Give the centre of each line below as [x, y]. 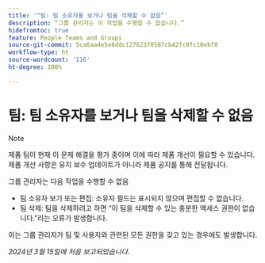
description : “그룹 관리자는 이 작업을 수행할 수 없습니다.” [96, 23]
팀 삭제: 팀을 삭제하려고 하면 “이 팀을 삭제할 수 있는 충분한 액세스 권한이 [130, 208]
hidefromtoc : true [38, 30]
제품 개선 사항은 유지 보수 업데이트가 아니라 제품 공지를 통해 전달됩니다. [118, 164]
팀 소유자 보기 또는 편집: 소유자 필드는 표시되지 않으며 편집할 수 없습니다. [132, 198]
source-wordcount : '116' [49, 60]
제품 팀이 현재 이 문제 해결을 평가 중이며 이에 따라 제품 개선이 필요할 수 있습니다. [132, 154]
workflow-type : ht [38, 52]
